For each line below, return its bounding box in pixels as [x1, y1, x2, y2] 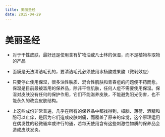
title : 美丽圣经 [5, 7, 36, 12]
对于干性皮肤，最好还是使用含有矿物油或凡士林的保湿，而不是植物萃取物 [12, 52, 160, 58]
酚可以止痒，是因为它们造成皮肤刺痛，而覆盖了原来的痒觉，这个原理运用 [12, 114, 160, 120]
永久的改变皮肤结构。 [16, 97, 60, 104]
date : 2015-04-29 [5, 12, 41, 17]
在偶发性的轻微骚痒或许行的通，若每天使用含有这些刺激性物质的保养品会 [12, 121, 160, 127]
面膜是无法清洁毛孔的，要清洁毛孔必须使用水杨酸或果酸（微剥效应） [12, 69, 152, 75]
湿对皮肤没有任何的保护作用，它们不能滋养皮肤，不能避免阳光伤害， [12, 91, 152, 97]
